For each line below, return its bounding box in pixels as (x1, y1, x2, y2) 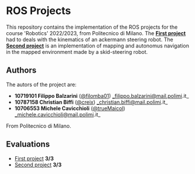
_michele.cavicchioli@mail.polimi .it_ (14, 111, 101, 118)
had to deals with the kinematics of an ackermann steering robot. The (6, 36, 173, 43)
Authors (6, 66, 37, 76)
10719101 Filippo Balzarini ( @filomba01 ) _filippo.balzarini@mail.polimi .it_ (14, 92, 189, 99)
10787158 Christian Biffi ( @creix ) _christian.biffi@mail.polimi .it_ (14, 98, 168, 105)
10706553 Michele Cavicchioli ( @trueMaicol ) (14, 104, 126, 112)
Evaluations (6, 139, 50, 149)
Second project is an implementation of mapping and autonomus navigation (6, 42, 190, 49)
